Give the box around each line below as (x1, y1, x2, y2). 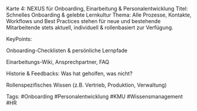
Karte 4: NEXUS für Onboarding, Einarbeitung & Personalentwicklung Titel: (6, 5, 188, 12)
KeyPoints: (6, 36, 33, 42)
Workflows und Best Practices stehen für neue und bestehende (6, 18, 161, 24)
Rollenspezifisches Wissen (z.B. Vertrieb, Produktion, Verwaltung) (6, 81, 167, 88)
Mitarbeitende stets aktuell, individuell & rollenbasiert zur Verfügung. (6, 24, 173, 31)
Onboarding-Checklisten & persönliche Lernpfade (6, 47, 128, 54)
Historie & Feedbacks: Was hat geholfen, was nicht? (6, 70, 133, 77)
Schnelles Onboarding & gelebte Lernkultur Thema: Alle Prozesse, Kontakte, (6, 11, 192, 18)
